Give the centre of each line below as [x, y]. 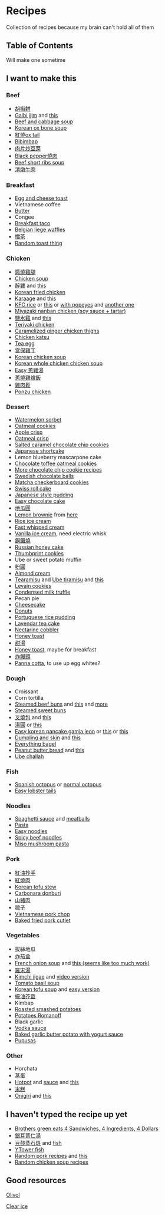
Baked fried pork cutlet [42, 920]
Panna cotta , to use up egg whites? [57, 663]
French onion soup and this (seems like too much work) [82, 963]
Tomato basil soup [37, 983]
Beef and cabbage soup [44, 121]
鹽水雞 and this [33, 318]
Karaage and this [35, 298]
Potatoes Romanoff [38, 1015]
